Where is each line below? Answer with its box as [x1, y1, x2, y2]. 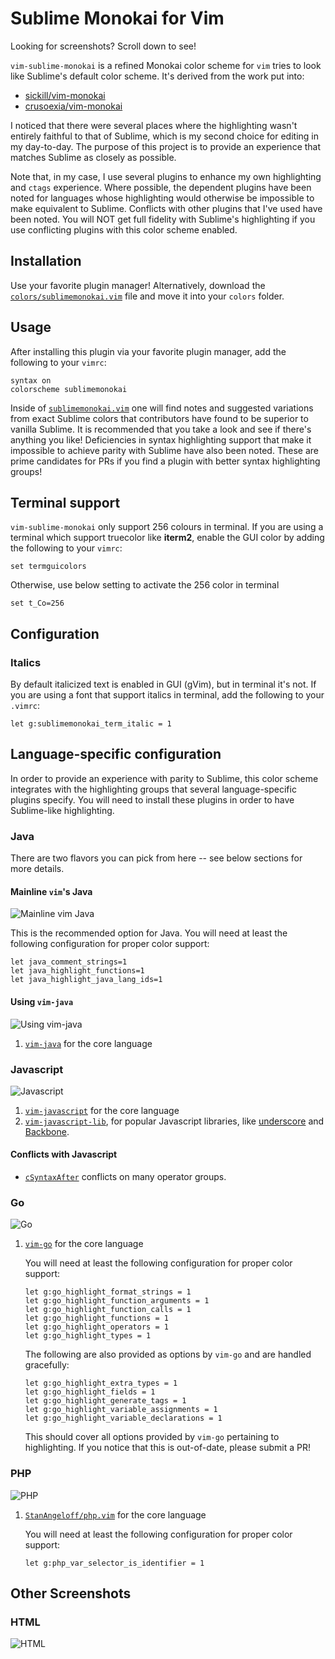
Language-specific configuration [10, 746, 222, 763]
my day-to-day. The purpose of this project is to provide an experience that [10, 140, 322, 152]
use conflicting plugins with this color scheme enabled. [10, 223, 238, 236]
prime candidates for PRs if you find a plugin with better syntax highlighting [10, 455, 321, 467]
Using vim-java [10, 995, 74, 1007]
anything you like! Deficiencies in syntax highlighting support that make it [10, 433, 312, 446]
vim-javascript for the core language [24, 1104, 180, 1116]
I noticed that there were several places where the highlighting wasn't [10, 119, 298, 131]
